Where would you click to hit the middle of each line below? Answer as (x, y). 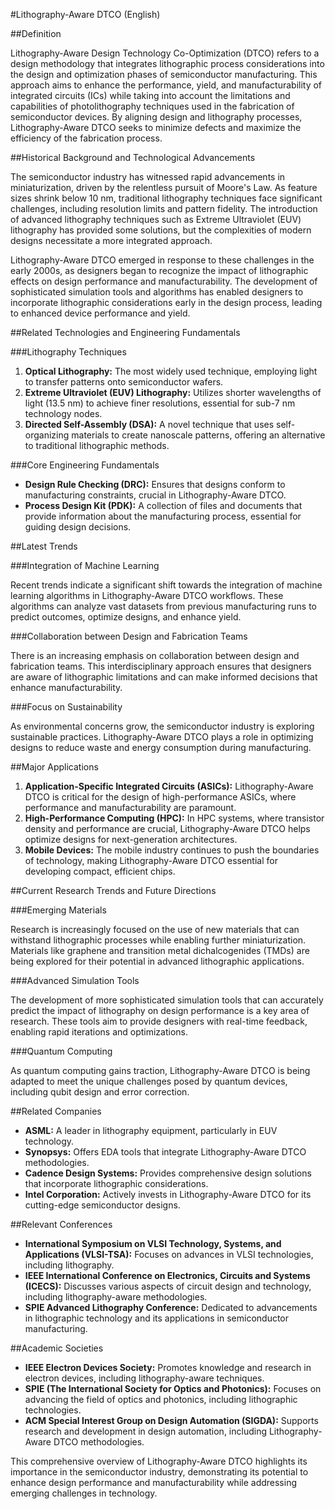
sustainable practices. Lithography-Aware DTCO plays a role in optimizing (162, 737)
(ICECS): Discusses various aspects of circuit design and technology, (168, 1286)
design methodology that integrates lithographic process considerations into (167, 63)
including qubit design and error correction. (100, 1092)
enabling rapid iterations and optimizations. (99, 1032)
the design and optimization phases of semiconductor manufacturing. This (164, 74)
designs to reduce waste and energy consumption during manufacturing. (161, 747)
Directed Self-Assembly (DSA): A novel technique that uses (149, 424)
